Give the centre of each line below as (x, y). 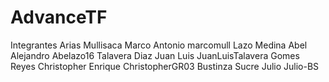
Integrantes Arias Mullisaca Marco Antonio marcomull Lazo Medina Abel (159, 45)
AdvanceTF (59, 17)
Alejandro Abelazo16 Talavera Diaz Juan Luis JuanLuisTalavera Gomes (155, 55)
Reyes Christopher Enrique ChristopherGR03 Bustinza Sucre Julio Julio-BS (165, 66)
